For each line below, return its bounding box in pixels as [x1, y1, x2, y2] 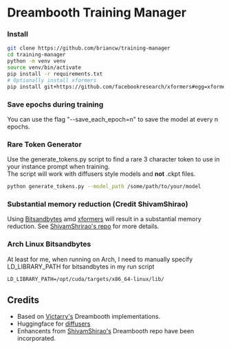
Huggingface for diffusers [16, 319, 91, 328]
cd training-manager [7, 52, 67, 58]
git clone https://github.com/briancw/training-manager [7, 45, 170, 52]
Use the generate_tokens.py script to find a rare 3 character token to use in [7, 155, 220, 164]
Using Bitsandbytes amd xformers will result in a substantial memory [7, 215, 201, 223]
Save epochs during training [7, 100, 104, 109]
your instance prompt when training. [7, 163, 110, 171]
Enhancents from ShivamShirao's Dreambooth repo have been [16, 327, 195, 335]
